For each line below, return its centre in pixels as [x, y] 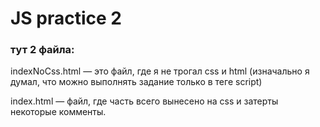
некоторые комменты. [58, 112]
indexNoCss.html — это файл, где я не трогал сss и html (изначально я [160, 71]
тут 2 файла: [42, 50]
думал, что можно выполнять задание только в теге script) [136, 82]
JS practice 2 [66, 18]
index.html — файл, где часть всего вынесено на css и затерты [144, 101]
